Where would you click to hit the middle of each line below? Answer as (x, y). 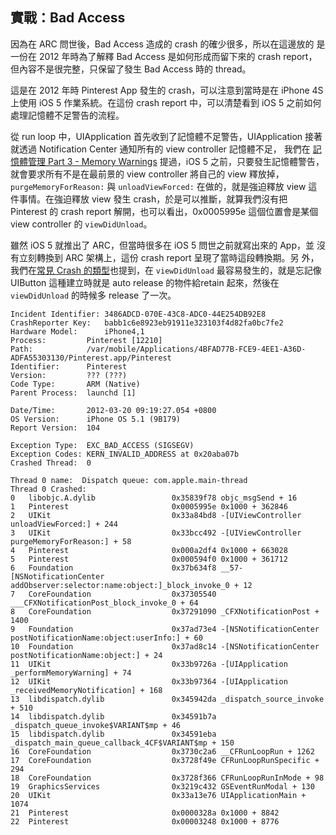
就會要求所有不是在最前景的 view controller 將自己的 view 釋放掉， (147, 174)
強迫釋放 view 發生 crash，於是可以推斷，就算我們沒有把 (170, 199)
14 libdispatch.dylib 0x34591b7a (113, 716)
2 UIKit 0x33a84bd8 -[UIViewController (156, 515)
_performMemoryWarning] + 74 (71, 673)
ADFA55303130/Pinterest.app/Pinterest (91, 358)
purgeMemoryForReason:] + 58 (71, 541)
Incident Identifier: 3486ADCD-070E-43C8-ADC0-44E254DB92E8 (138, 314)
